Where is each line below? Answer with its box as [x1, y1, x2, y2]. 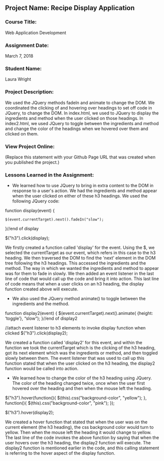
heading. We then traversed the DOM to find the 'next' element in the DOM [5, 255, 156, 261]
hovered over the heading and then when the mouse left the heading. [12, 386, 152, 392]
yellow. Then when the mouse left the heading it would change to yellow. [5, 430, 152, 436]
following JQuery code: [12, 198, 60, 204]
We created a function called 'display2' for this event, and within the [5, 340, 142, 346]
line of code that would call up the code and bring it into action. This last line [5, 276, 159, 282]
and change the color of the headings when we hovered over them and [5, 126, 148, 132]
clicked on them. [5, 131, 39, 136]
